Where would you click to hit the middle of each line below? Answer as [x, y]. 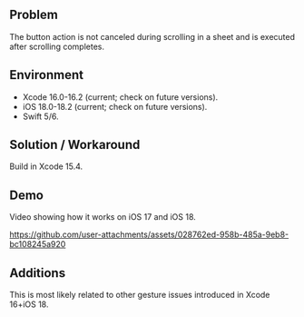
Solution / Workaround [75, 145]
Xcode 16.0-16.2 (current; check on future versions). [120, 97]
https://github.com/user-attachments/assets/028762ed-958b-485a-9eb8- [149, 234]
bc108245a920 [38, 244]
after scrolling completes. [57, 46]
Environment [47, 75]
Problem [34, 15]
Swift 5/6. [40, 116]
